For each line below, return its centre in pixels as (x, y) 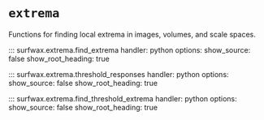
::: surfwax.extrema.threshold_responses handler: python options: (119, 74)
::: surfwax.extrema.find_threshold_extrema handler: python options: (123, 98)
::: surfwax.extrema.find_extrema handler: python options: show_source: (130, 49)
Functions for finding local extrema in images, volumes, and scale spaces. (132, 34)
